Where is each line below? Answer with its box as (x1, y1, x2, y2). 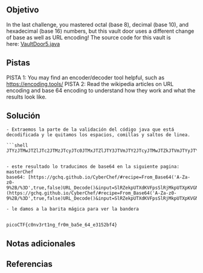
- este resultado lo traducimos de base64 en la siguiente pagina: (6, 163, 180, 170)
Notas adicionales (6, 238, 76, 249)
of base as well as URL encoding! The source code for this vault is (6, 33, 171, 41)
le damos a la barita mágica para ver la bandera (11, 206, 139, 212)
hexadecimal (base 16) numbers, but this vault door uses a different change (6, 27, 195, 35)
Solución (6, 111, 40, 121)
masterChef (6, 169, 34, 175)
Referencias (6, 259, 53, 269)
